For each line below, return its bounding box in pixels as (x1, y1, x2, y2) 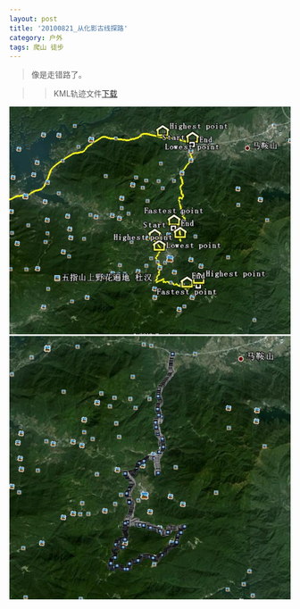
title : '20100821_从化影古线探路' (9, 23, 129, 33)
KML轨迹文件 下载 (53, 88, 118, 99)
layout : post (9, 14, 58, 23)
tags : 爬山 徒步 (9, 43, 64, 52)
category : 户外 (9, 33, 63, 42)
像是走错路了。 (30, 70, 87, 80)
